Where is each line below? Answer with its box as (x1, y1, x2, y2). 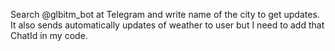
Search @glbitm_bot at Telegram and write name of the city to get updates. (10, 9, 320, 20)
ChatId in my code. (10, 30, 88, 41)
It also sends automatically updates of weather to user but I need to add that (10, 19, 325, 31)
